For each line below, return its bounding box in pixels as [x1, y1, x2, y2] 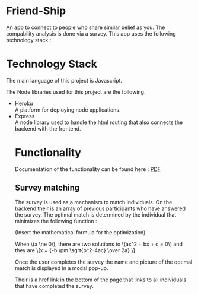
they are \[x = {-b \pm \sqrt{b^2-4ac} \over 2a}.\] [14, 246, 135, 253]
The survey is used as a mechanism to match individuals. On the [14, 198, 173, 205]
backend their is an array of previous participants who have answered [14, 205, 186, 212]
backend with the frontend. [14, 125, 81, 132]
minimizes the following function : [14, 217, 97, 224]
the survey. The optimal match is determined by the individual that [14, 211, 177, 218]
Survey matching [14, 183, 80, 193]
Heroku [14, 100, 33, 107]
